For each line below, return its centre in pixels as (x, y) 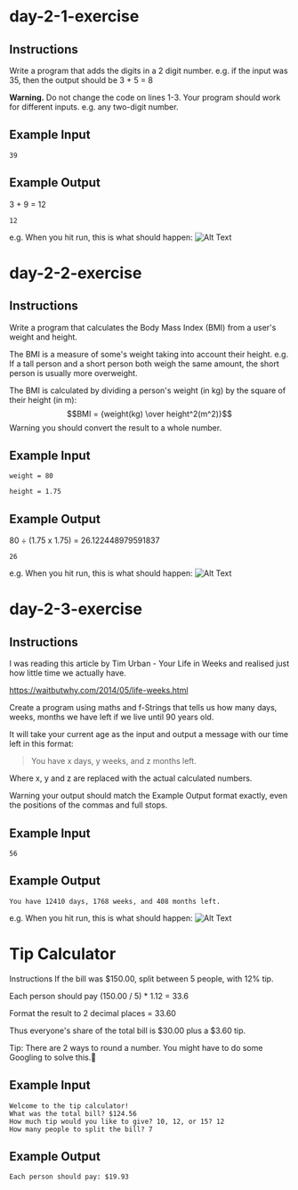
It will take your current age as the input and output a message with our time (149, 735)
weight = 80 (31, 476)
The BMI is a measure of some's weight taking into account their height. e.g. (149, 354)
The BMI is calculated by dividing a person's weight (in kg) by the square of (148, 390)
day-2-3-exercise (76, 609)
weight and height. (44, 337)
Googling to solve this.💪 (52, 1057)
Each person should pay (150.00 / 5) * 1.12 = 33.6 (99, 996)
